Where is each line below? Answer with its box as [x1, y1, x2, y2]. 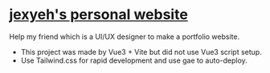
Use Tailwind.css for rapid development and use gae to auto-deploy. [20, 56, 247, 65]
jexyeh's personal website [9, 6, 188, 24]
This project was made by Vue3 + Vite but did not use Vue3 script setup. [20, 47, 262, 56]
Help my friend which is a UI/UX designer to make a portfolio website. [9, 32, 240, 41]
